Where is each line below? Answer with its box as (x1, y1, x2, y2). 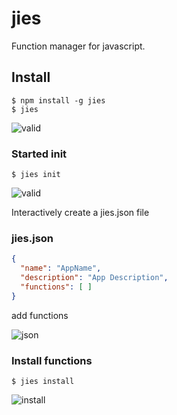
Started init (11, 147, 68, 161)
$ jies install (11, 377, 75, 387)
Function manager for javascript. (11, 40, 146, 52)
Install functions (11, 353, 93, 367)
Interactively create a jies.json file (11, 207, 150, 219)
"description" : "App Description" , (20, 273, 169, 283)
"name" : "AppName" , (20, 263, 102, 274)
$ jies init (11, 170, 61, 180)
